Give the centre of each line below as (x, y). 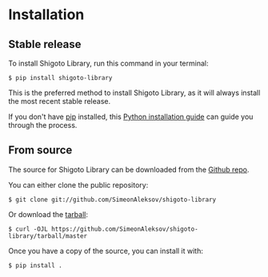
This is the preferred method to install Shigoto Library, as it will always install (134, 93)
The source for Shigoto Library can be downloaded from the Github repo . (129, 169)
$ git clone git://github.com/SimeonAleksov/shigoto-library (112, 200)
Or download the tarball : (48, 214)
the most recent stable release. (59, 101)
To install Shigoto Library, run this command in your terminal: (108, 63)
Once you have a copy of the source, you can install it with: (106, 251)
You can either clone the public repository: (78, 184)
